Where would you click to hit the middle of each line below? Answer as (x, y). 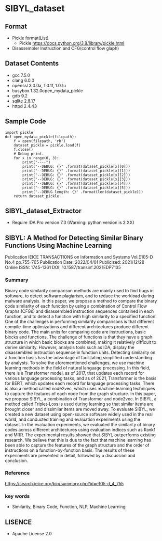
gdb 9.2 (20, 95)
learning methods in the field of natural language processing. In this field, (78, 368)
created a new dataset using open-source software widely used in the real (79, 414)
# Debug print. (29, 154)
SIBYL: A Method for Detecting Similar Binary (74, 238)
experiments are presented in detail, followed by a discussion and (70, 455)
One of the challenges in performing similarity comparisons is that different (80, 321)
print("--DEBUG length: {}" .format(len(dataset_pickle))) (83, 192)
